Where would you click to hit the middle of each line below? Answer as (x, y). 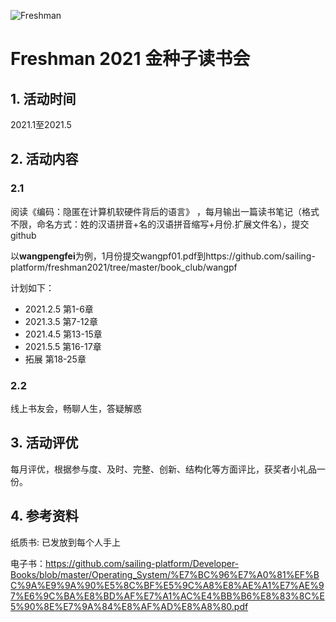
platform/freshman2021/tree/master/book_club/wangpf (124, 267)
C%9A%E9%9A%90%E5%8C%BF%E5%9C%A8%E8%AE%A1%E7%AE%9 (167, 585)
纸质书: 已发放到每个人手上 (65, 542)
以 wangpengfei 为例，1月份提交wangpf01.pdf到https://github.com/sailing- (163, 256)
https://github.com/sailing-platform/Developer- (142, 563)
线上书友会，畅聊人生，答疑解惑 (76, 408)
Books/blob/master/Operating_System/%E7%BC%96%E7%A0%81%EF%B (165, 574)
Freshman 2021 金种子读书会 (130, 59)
